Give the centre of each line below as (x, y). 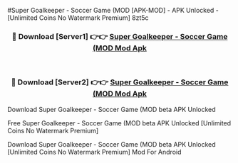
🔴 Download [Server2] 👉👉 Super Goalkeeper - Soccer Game (120, 82)
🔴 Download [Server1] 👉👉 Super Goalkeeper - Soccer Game (120, 36)
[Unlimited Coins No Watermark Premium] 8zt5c (78, 18)
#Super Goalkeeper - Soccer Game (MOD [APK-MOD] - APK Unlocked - (113, 10)
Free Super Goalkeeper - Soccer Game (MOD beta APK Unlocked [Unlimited (119, 123)
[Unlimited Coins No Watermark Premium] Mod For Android (94, 152)
